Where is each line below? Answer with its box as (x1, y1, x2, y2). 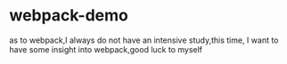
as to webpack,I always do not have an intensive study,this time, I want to (9, 35, 279, 45)
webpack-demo (9, 5, 129, 26)
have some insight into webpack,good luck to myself (9, 44, 203, 54)
